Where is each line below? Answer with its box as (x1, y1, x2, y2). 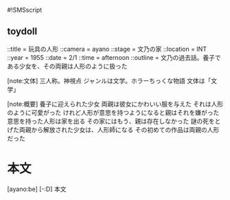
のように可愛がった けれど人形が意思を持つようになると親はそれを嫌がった (7, 108, 220, 116)
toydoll (7, 25, 38, 37)
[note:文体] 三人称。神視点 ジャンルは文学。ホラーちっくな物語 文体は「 (7, 76, 211, 85)
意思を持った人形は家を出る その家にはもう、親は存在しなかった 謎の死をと (7, 117, 221, 125)
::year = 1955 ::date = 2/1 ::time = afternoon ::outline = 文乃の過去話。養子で (7, 53, 221, 61)
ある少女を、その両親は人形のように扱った (7, 62, 128, 70)
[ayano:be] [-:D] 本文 (7, 185, 67, 193)
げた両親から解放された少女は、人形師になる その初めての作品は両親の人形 (7, 125, 220, 133)
